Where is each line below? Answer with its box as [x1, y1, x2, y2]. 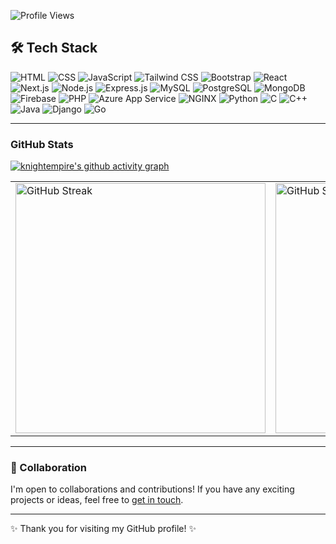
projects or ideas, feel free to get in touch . [10, 494, 184, 506]
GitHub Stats [10, 137, 74, 151]
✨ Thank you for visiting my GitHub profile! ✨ [10, 523, 197, 535]
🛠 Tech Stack [10, 40, 98, 57]
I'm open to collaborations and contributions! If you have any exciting [10, 483, 295, 495]
